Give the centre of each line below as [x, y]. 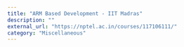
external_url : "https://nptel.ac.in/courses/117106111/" [92, 26]
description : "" [31, 20]
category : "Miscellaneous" [47, 33]
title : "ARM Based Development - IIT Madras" [75, 13]
